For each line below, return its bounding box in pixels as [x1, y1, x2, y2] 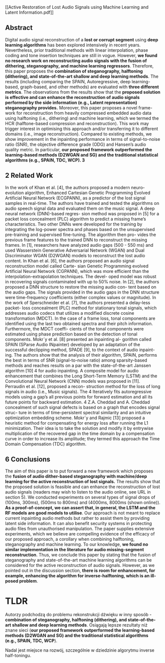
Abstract [5, 24, 33, 32]
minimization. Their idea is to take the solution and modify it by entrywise [5, 425, 154, 431]
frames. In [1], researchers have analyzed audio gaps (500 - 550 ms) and [5, 242, 154, 248]
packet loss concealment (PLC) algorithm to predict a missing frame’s [5, 216, 146, 222]
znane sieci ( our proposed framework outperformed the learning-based [5, 628, 155, 633]
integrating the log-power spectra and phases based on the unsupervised [5, 226, 155, 232]
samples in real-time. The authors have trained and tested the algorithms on [5, 200, 159, 206]
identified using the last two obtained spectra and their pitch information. [5, 320, 153, 327]
